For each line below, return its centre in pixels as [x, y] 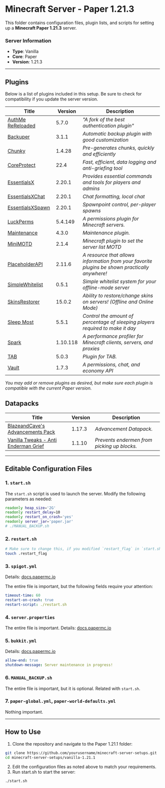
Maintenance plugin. [106, 233]
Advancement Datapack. [124, 428]
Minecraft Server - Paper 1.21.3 [70, 9]
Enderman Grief [26, 446]
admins [91, 189]
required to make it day [110, 328]
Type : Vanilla [25, 51]
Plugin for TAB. [100, 357]
